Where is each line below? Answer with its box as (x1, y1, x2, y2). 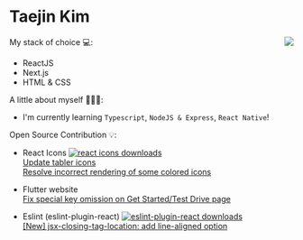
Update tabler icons (22, 156, 96, 168)
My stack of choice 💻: (9, 36, 94, 47)
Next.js (22, 67, 50, 78)
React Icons (22, 147, 68, 158)
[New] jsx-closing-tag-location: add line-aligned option (22, 220, 228, 231)
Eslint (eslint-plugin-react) (22, 210, 120, 222)
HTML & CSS (22, 77, 71, 88)
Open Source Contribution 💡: (9, 129, 117, 140)
